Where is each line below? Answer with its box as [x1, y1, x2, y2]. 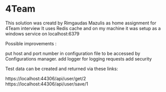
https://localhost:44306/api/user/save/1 [5, 81, 88, 87]
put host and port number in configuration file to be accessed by [5, 50, 141, 56]
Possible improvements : [5, 40, 57, 46]
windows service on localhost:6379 [5, 30, 80, 37]
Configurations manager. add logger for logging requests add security [5, 55, 152, 62]
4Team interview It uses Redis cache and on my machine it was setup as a [5, 25, 161, 31]
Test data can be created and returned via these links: [5, 66, 118, 72]
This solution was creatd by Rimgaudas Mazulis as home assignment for [5, 20, 156, 26]
